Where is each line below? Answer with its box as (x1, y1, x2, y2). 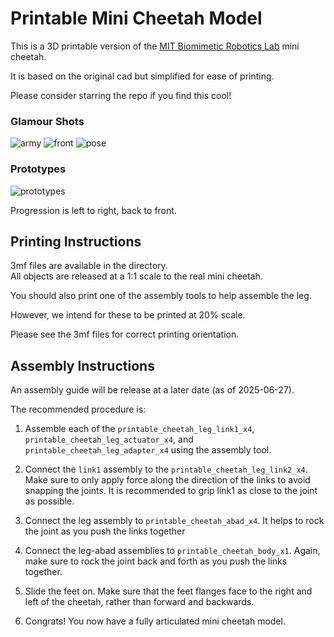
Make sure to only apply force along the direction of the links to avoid (24, 474, 311, 486)
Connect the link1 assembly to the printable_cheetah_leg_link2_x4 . (24, 463, 308, 476)
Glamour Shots (10, 114, 85, 128)
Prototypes (10, 162, 67, 176)
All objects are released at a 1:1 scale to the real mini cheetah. (10, 270, 263, 282)
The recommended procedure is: (10, 403, 147, 416)
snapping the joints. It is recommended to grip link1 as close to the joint (24, 485, 318, 497)
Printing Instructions (10, 233, 142, 250)
